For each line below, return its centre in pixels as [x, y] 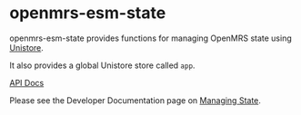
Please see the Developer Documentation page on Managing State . [135, 100]
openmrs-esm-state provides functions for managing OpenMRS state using [151, 38]
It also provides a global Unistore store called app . [102, 65]
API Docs [27, 82]
